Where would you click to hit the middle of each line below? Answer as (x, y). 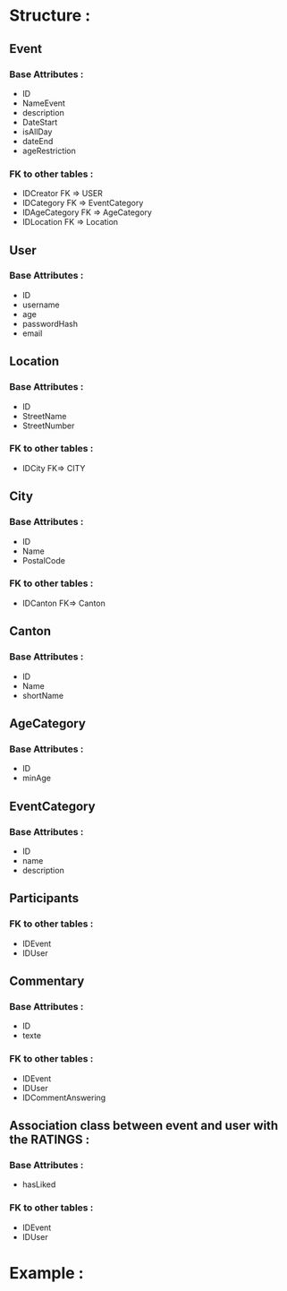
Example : (46, 1273)
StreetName (44, 416)
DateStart (40, 122)
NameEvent (43, 103)
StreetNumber (48, 426)
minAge (37, 778)
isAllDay (37, 132)
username (41, 305)
